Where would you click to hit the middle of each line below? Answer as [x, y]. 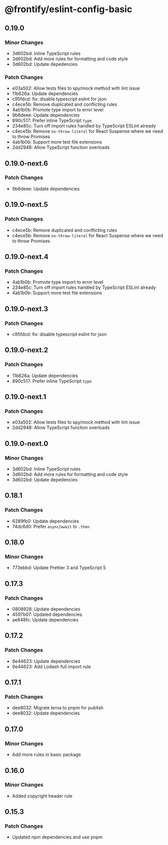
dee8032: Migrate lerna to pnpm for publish [58, 708]
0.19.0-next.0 [27, 443]
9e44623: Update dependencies [46, 661]
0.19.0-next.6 [27, 163]
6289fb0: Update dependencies [46, 521]
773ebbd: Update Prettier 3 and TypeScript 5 [59, 568]
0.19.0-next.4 [27, 257]
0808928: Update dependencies [46, 609]
